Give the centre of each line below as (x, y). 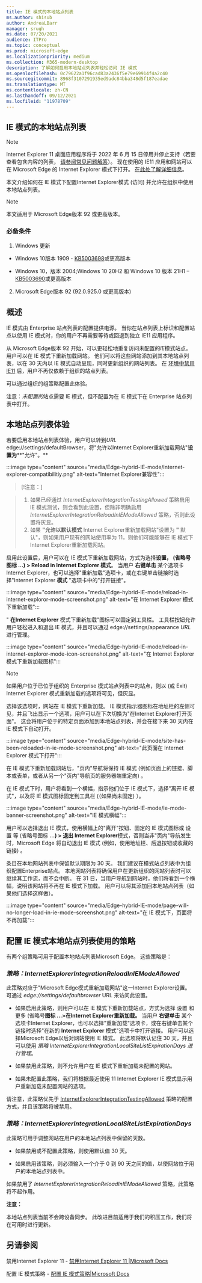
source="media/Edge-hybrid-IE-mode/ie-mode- (127, 808)
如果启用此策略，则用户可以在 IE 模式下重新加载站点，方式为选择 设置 (101, 1008)
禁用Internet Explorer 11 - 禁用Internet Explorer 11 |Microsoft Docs (87, 1261)
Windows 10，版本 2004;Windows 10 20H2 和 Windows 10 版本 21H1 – (102, 271)
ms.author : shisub (29, 17)
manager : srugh (25, 29)
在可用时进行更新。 (30, 1224)
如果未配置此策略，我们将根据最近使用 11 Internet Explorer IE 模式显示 (101, 1079)
